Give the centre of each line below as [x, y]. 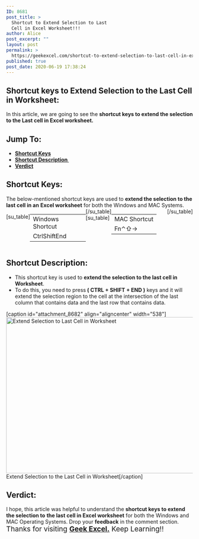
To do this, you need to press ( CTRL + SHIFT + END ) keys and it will [98, 290]
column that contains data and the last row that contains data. [90, 302]
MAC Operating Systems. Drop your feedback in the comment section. [93, 522]
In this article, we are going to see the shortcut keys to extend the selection [99, 114]
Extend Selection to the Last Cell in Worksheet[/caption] [75, 476]
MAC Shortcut [134, 219]
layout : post [22, 45]
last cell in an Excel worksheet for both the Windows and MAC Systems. [95, 205]
